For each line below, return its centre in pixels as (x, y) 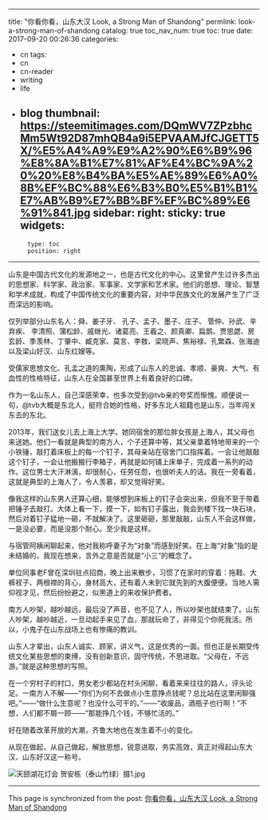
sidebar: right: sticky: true (159, 213)
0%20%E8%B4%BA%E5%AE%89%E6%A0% (139, 176)
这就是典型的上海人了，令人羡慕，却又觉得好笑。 (89, 481)
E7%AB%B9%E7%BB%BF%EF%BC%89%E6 (135, 201)
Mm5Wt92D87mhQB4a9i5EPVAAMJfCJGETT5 (139, 138)
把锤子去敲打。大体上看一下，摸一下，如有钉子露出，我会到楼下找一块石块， (134, 508)
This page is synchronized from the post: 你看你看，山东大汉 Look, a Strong (133, 798)
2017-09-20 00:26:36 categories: (63, 39)
